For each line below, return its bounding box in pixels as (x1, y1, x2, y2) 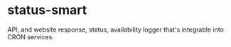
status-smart (7, 2, 87, 18)
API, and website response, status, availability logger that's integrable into (7, 25, 224, 34)
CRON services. (7, 32, 55, 41)
